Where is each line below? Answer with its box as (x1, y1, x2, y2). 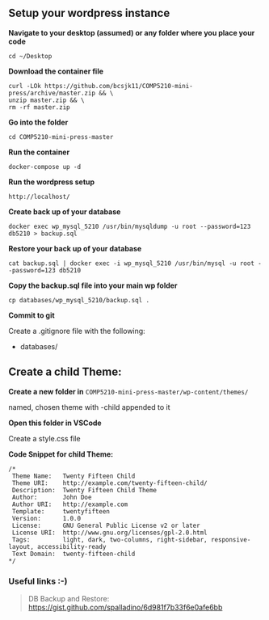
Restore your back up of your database (8, 243, 142, 253)
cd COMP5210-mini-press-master (8, 133, 114, 141)
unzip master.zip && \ (8, 96, 85, 104)
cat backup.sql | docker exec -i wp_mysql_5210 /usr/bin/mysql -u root (8, 259, 254, 268)
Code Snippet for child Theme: (8, 449, 114, 459)
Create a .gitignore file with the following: (8, 326, 145, 335)
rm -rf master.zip (8, 103, 70, 112)
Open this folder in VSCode (8, 418, 103, 428)
